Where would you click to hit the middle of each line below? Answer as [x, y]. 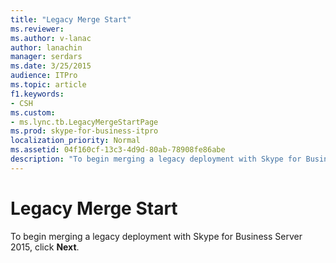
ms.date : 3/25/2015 [51, 66]
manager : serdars [46, 57]
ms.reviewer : [37, 29]
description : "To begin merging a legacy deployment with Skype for [156, 159]
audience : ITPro [44, 76]
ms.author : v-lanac [51, 38]
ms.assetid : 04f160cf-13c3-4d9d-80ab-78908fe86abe [118, 150]
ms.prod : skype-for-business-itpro [84, 131]
